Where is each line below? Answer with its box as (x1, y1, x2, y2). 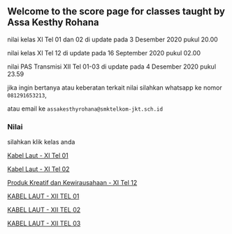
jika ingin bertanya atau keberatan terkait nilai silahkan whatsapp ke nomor (7, 83, 222, 92)
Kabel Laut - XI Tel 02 (7, 165, 70, 174)
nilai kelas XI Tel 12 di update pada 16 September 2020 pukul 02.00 (7, 48, 201, 57)
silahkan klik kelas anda (7, 138, 75, 146)
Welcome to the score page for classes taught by (7, 6, 226, 18)
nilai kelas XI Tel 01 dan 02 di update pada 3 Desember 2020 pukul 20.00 (7, 35, 218, 43)
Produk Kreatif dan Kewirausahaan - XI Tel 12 (7, 179, 138, 187)
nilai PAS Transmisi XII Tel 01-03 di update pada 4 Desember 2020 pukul (7, 62, 217, 71)
